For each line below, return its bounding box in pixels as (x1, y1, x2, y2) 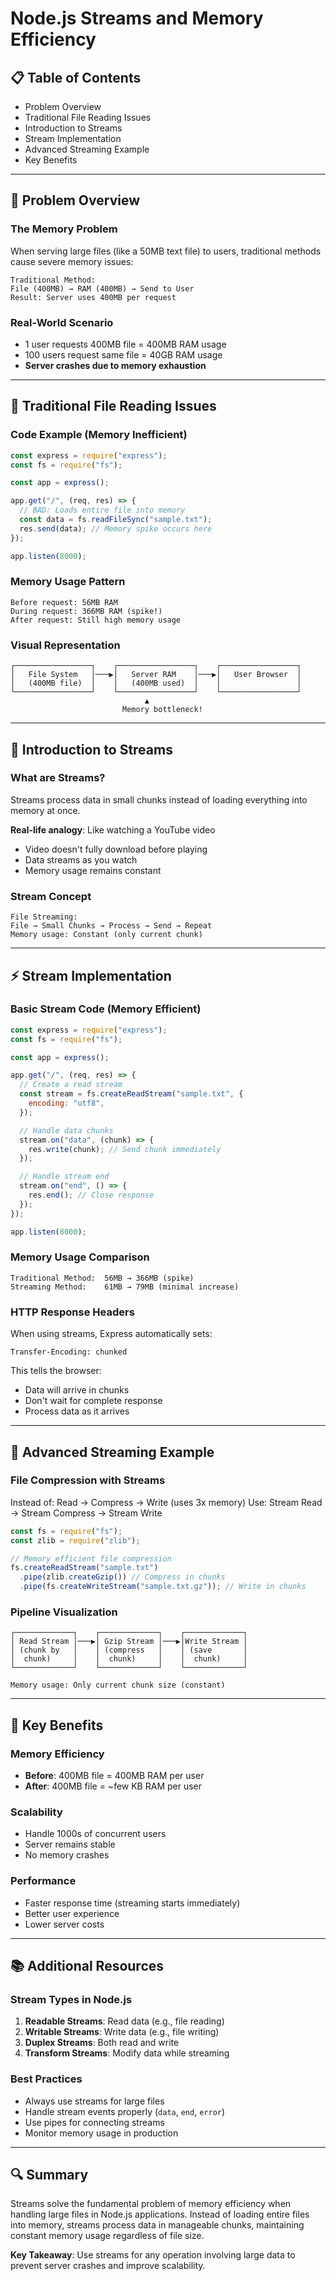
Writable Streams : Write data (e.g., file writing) (24, 2026, 220, 2038)
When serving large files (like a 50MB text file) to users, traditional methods (10, 245, 322, 257)
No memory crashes (24, 1849, 110, 1861)
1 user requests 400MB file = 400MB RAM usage (24, 338, 227, 350)
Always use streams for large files (24, 2095, 165, 2107)
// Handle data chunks (19, 1125, 114, 1136)
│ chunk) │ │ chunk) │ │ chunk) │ (10, 1654, 248, 1664)
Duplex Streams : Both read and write (24, 2037, 180, 2049)
